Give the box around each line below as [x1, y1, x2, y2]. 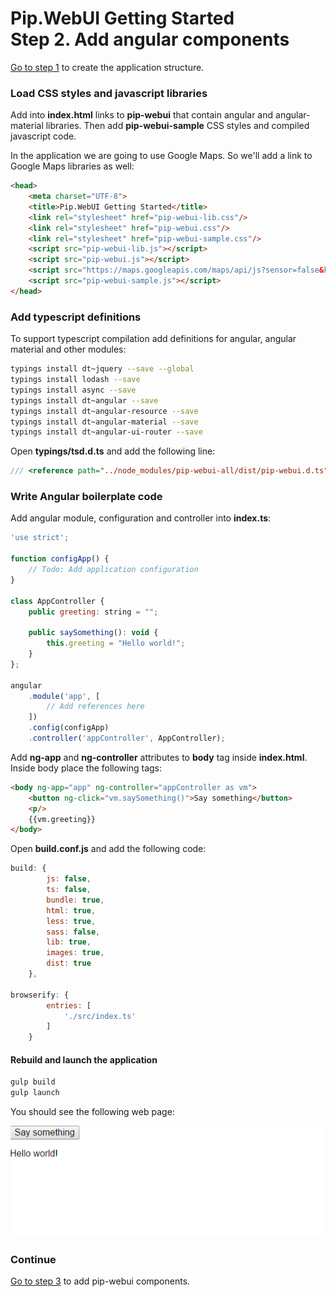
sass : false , [46, 927, 101, 937]
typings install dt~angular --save [10, 395, 159, 406]
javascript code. [10, 130, 77, 142]
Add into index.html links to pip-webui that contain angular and [10, 109, 274, 121]
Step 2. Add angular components [10, 28, 290, 51]
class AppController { [10, 596, 105, 606]
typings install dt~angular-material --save [10, 417, 199, 427]
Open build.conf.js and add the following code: [10, 843, 207, 855]
